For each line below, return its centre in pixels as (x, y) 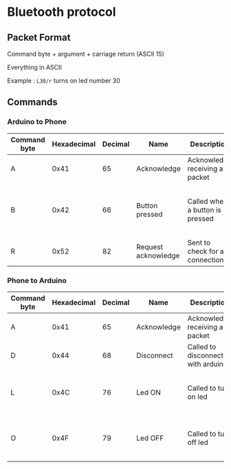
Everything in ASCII (34, 67)
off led (198, 442)
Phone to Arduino (37, 280)
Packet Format (39, 38)
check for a (206, 251)
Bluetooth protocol (62, 12)
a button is (205, 209)
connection (206, 260)
